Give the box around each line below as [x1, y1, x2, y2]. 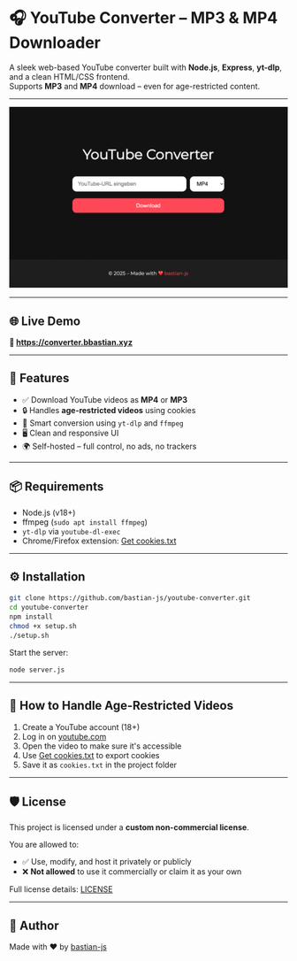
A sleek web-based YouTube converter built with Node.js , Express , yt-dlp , [9, 62, 283, 73]
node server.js [9, 665, 65, 674]
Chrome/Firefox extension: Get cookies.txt [21, 535, 177, 546]
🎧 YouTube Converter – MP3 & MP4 [9, 8, 278, 28]
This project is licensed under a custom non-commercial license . [9, 822, 249, 833]
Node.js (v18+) [21, 507, 76, 518]
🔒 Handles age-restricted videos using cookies [21, 404, 196, 415]
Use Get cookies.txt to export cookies [21, 750, 160, 760]
